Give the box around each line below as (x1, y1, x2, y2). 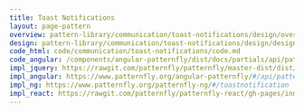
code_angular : (9, 55, 63, 64)
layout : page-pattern (9, 22, 91, 31)
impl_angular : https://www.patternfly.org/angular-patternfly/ (9, 72, 253, 81)
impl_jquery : (9, 64, 59, 73)
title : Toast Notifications (9, 13, 116, 23)
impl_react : (9, 89, 54, 98)
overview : (9, 30, 47, 39)
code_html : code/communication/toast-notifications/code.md (9, 47, 242, 56)
